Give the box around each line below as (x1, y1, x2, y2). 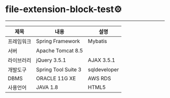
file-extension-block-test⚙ (5, 4, 122, 15)
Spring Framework (36, 37, 80, 44)
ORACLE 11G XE (36, 75, 76, 82)
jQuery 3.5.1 (36, 57, 66, 64)
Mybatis (88, 37, 107, 44)
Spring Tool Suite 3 (36, 66, 82, 73)
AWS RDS (88, 75, 111, 82)
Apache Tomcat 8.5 (36, 47, 83, 54)
